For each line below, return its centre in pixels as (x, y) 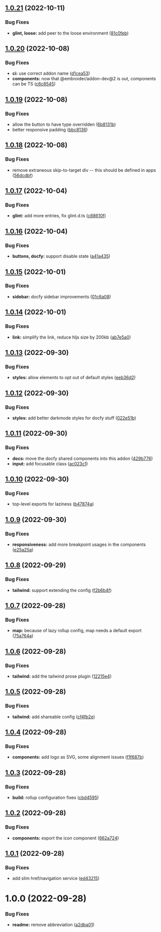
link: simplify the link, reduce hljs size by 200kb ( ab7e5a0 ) (72, 337)
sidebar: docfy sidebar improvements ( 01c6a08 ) (62, 296)
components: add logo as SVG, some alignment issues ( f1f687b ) (78, 757)
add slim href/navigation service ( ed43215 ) (56, 879)
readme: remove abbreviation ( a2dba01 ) (53, 925)
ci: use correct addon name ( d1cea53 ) (51, 73)
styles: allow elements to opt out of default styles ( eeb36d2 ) (74, 378)
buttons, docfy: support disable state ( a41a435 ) (61, 256)
